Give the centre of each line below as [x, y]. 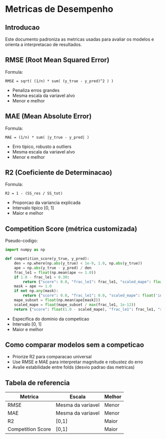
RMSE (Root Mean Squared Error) [57, 60]
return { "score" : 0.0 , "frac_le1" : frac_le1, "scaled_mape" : [87, 282]
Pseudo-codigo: [21, 241]
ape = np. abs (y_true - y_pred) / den [53, 268]
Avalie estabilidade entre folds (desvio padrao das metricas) [73, 367]
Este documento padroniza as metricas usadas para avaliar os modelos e [80, 39]
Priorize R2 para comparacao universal [52, 357]
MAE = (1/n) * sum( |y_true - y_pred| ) [47, 137]
